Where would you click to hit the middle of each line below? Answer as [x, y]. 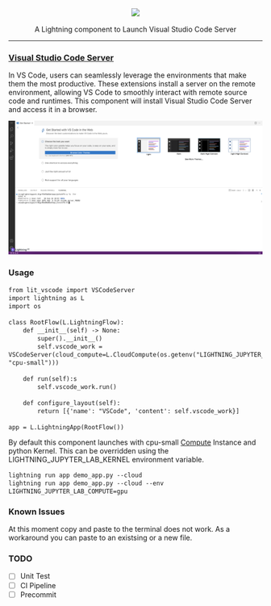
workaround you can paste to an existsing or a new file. [100, 538]
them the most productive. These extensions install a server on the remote [132, 84]
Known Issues [37, 512]
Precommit [38, 594]
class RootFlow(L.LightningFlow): [67, 322]
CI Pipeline [38, 585]
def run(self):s [50, 378]
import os [25, 306]
